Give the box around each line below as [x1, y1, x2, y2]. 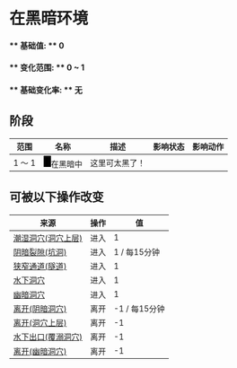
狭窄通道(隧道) [13, 261, 67, 272]
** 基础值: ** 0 [9, 39, 65, 50]
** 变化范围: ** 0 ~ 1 [9, 62, 85, 73]
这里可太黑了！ [90, 157, 145, 168]
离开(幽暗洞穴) [13, 346, 67, 356]
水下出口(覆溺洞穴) [13, 331, 83, 342]
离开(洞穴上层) [13, 318, 67, 329]
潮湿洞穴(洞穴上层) [13, 232, 83, 243]
